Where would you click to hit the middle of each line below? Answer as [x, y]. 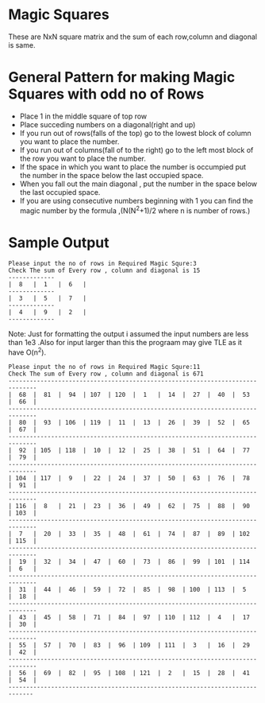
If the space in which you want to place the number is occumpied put [133, 167]
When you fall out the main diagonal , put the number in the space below [138, 184]
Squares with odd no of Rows [106, 94]
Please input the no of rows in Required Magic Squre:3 [102, 264]
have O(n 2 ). [27, 351]
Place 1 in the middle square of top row [83, 116]
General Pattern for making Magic [122, 78]
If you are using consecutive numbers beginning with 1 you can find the [136, 200]
